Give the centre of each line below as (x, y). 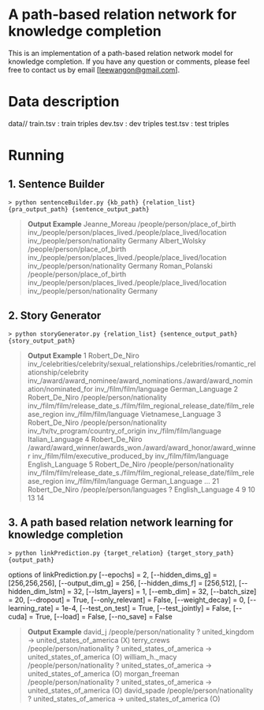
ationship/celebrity (58, 372)
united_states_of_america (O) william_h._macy (102, 656)
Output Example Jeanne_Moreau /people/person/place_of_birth (132, 224)
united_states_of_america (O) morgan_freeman (103, 673)
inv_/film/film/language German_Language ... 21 (142, 481)
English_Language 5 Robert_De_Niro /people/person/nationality (130, 464)
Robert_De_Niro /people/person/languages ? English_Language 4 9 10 (141, 489)
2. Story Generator (55, 316)
